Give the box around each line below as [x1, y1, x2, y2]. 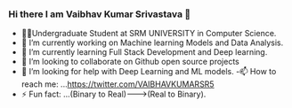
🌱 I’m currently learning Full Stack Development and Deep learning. [20, 47, 268, 58]
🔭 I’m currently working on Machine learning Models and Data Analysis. [20, 37, 284, 48]
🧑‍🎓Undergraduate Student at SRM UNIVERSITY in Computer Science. [20, 28, 277, 39]
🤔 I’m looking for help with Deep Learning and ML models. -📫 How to [20, 66, 277, 77]
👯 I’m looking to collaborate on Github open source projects [20, 57, 239, 67]
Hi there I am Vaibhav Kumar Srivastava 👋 [8, 8, 191, 20]
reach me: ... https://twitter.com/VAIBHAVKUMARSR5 [20, 79, 215, 89]
